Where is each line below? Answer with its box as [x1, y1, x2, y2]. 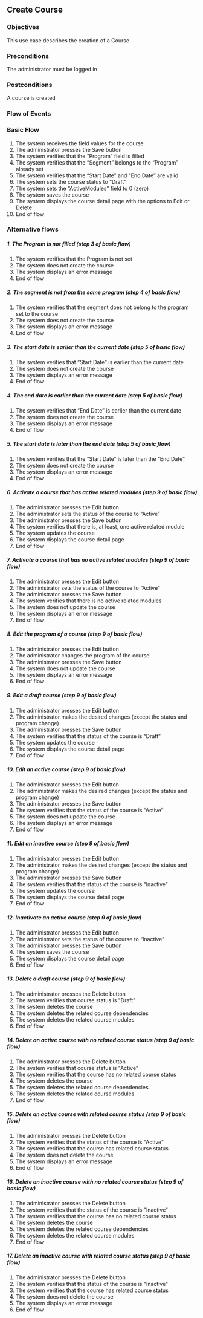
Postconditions [7, 80, 53, 89]
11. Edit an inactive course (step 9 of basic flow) [7, 840, 129, 847]
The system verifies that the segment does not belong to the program [15, 304, 189, 311]
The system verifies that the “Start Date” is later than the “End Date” [15, 455, 185, 463]
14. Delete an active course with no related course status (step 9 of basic [7, 1036, 195, 1043]
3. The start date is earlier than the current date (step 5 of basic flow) [7, 343, 185, 350]
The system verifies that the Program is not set [15, 255, 132, 263]
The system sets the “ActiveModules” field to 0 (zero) [15, 184, 149, 192]
